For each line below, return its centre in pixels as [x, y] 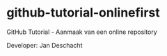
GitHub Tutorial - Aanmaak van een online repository [82, 32]
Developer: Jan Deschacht [45, 45]
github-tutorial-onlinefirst [83, 13]
